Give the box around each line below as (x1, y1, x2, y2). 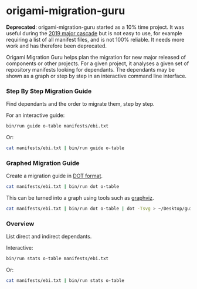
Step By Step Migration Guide (6, 87, 92, 95)
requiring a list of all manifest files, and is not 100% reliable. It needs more (6, 36, 185, 43)
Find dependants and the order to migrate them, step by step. (6, 100, 155, 107)
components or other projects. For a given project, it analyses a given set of (6, 60, 189, 67)
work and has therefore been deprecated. (6, 42, 107, 49)
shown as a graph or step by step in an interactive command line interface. (6, 72, 186, 79)
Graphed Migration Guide (6, 159, 80, 167)
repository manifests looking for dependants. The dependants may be (6, 66, 175, 73)
